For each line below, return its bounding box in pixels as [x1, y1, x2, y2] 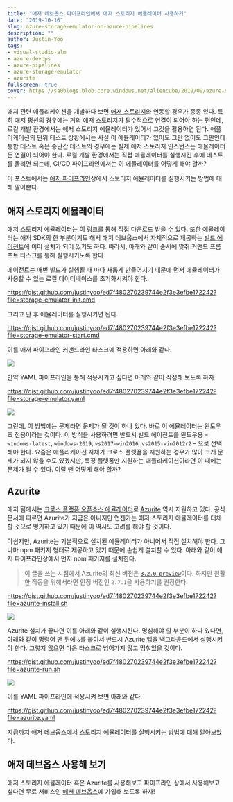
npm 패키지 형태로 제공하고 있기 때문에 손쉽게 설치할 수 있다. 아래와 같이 [19, 545, 216, 554]
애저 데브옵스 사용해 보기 [7, 759, 106, 771]
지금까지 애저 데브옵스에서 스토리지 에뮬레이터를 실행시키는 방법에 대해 [7, 728, 198, 736]
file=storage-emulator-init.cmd [7, 296, 96, 304]
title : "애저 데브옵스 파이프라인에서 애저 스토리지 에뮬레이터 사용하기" [7, 10, 187, 17]
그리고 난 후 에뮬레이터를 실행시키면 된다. [7, 309, 119, 318]
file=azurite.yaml [7, 713, 55, 722]
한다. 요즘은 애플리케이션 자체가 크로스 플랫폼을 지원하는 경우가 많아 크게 [19, 447, 216, 456]
